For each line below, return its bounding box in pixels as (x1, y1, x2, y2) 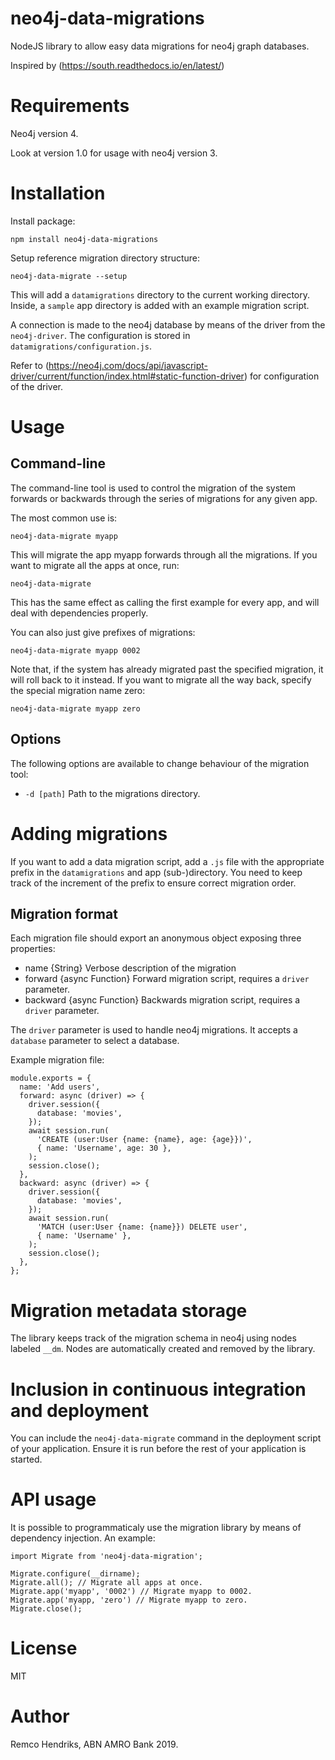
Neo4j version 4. (10, 127, 79, 139)
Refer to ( (10, 359, 49, 371)
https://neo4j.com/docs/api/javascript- (48, 359, 209, 371)
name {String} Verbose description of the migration (24, 962, 237, 974)
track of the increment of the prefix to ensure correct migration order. (10, 877, 297, 889)
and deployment (10, 1399, 149, 1422)
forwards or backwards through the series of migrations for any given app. (10, 492, 318, 504)
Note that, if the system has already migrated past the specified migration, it (10, 663, 324, 675)
